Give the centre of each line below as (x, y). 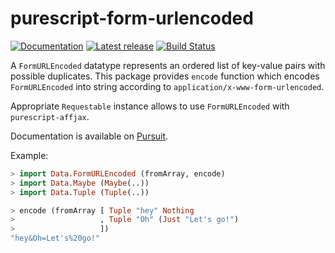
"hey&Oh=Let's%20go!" (55, 238)
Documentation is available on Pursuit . (89, 136)
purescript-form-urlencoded (132, 18)
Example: (29, 155)
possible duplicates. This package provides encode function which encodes (165, 76)
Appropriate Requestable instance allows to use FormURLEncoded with (150, 106)
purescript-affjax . (50, 116)
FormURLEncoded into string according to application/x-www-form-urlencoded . (167, 86)
